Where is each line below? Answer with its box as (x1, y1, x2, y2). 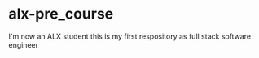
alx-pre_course (8, 5, 114, 23)
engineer (8, 39, 39, 49)
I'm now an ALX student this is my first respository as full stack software (8, 31, 251, 41)
